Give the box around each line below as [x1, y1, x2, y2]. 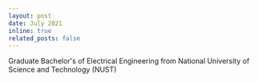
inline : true [8, 27, 52, 35]
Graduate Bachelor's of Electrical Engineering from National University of [8, 56, 250, 66]
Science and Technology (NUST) [8, 65, 117, 75]
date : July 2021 [8, 19, 62, 27]
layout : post [8, 11, 52, 20]
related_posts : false [8, 34, 81, 43]
